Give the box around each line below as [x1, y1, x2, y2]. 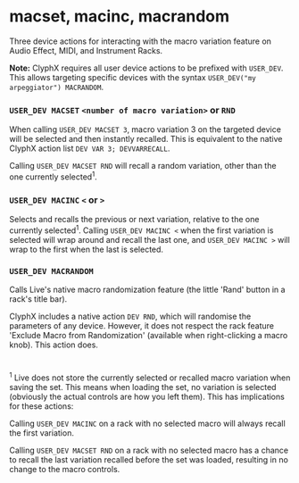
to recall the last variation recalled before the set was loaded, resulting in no [9, 454, 288, 465]
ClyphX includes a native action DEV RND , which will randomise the [9, 311, 252, 322]
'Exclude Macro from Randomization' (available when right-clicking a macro [9, 330, 288, 341]
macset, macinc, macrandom [9, 6, 230, 27]
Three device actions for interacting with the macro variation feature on [9, 36, 272, 46]
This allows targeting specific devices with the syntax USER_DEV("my [9, 71, 257, 82]
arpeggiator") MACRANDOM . [9, 81, 104, 92]
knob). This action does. [9, 339, 98, 350]
